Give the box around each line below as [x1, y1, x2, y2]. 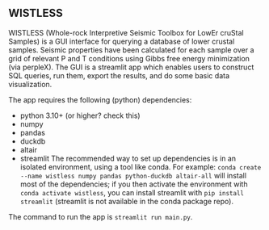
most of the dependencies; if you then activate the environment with [19, 179, 248, 189]
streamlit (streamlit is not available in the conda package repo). [19, 196, 234, 206]
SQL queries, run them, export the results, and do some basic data [8, 70, 230, 80]
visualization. [8, 79, 53, 89]
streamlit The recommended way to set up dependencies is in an [19, 153, 237, 163]
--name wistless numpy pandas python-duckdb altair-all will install [19, 170, 247, 180]
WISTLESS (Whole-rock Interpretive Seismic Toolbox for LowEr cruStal [8, 27, 244, 37]
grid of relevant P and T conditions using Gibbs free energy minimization [8, 53, 250, 63]
